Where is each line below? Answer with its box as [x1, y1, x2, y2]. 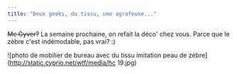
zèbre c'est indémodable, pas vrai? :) [7, 37, 116, 46]
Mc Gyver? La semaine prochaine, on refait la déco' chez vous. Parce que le [7, 30, 230, 38]
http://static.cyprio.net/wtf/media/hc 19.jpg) [9, 58, 137, 67]
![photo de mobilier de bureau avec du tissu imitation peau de [7, 51, 187, 59]
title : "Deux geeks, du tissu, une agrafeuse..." [7, 10, 158, 18]
